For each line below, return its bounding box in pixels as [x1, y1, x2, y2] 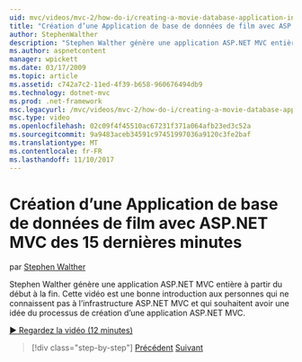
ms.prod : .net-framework [9, 96, 102, 106]
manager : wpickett [9, 55, 78, 64]
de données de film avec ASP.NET [9, 213, 269, 234]
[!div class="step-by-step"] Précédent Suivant [31, 342, 204, 353]
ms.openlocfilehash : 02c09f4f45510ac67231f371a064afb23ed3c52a [9, 122, 252, 131]
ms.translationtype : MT [9, 138, 99, 147]
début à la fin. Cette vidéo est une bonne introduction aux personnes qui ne [9, 288, 289, 299]
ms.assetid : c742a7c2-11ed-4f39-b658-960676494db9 [9, 80, 203, 89]
